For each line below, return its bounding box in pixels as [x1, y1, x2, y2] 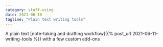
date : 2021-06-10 [5, 12, 42, 17]
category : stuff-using [5, 7, 54, 13]
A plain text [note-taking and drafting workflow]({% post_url [5, 31, 132, 37]
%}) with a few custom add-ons [33, 36, 100, 42]
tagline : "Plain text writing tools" [5, 17, 86, 22]
